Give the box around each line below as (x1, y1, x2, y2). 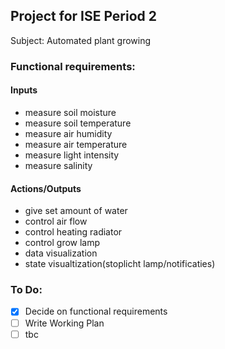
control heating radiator (24, 226, 123, 238)
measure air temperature (24, 138, 128, 150)
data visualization (24, 247, 98, 259)
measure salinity (24, 159, 93, 171)
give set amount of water (24, 205, 128, 217)
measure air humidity (24, 127, 113, 139)
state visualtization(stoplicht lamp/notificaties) (24, 258, 216, 270)
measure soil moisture (24, 106, 117, 118)
